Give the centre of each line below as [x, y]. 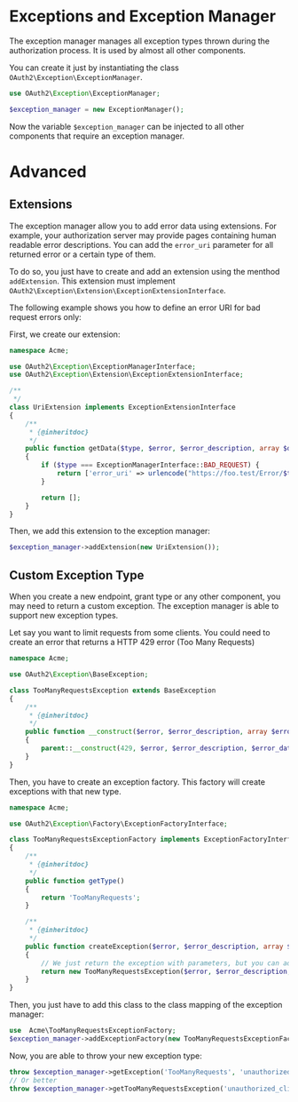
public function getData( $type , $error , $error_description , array [152, 449]
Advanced [48, 172]
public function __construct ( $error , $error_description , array [146, 732]
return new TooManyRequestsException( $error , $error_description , [166, 971]
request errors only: [45, 316]
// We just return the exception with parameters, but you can [160, 963]
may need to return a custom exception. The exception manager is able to [144, 606]
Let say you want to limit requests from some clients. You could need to [140, 633]
